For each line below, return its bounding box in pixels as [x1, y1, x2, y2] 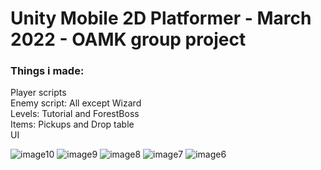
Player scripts [10, 87, 67, 99]
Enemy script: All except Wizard [10, 97, 142, 109]
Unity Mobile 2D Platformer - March [10, 7, 312, 30]
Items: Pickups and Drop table [10, 118, 135, 131]
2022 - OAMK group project [10, 28, 247, 51]
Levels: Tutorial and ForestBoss [10, 108, 140, 120]
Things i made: [10, 64, 85, 78]
